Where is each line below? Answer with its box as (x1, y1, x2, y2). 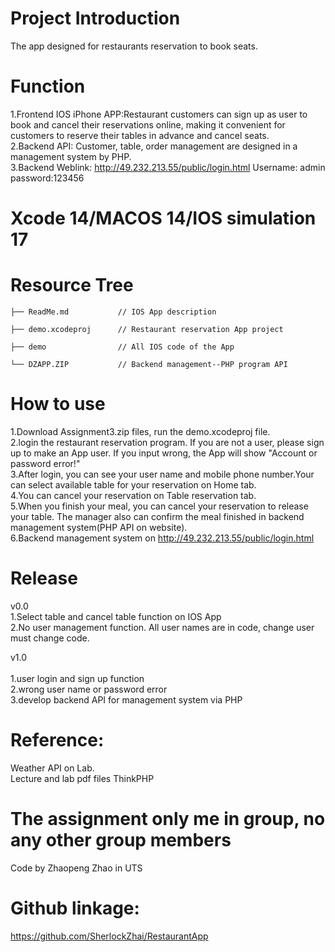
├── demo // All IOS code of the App (10, 342, 235, 352)
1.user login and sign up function (10, 672, 145, 684)
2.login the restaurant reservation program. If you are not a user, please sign (10, 436, 325, 448)
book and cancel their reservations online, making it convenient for (10, 118, 286, 131)
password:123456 (10, 172, 85, 184)
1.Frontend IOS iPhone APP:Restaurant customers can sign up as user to (10, 108, 308, 120)
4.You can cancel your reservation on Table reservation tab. (10, 489, 257, 501)
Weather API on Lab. (10, 762, 95, 774)
